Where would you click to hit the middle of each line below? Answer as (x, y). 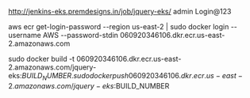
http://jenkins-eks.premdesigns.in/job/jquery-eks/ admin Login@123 (120, 11)
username (25, 35)
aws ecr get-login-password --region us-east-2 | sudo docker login (119, 26)
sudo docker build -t (42, 59)
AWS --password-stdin (81, 35)
